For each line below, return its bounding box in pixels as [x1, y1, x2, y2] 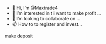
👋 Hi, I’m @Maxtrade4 [12, 5, 58, 11]
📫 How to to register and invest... [12, 21, 82, 27]
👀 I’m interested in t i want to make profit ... [12, 10, 101, 16]
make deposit [5, 33, 33, 39]
